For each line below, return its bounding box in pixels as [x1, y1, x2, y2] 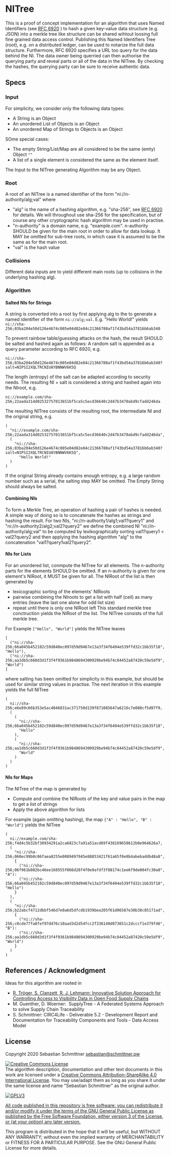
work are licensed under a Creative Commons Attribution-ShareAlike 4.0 [5, 1072, 157, 1078]
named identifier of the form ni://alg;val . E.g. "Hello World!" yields [5, 316, 148, 323]
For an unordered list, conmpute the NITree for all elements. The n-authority [5, 562, 164, 568]
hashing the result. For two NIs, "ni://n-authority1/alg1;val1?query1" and [5, 517, 154, 524]
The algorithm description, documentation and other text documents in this [5, 1066, 163, 1072]
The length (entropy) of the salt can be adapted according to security [5, 374, 151, 380]
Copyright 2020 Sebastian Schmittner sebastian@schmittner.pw [5, 1051, 140, 1057]
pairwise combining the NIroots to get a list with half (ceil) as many [12, 594, 153, 600]
